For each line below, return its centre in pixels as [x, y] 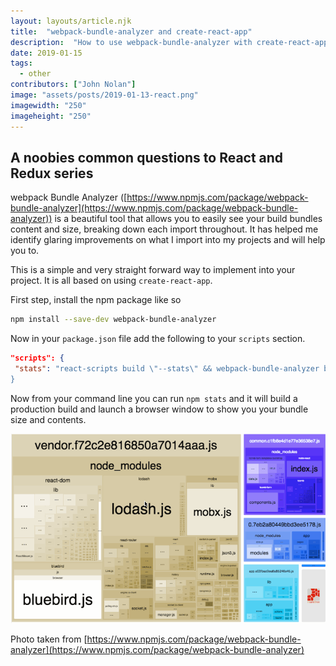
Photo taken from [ [49, 639]
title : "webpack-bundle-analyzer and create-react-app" [131, 31]
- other [35, 74]
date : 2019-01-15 [46, 53]
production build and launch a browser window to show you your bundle [159, 409]
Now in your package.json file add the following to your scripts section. [158, 339]
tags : [21, 63]
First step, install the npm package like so [96, 300]
